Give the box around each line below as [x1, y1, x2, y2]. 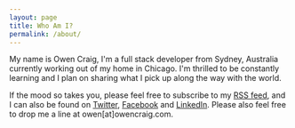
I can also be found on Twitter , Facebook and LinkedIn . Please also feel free [9, 100, 287, 110]
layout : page [9, 12, 58, 22]
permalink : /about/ [9, 29, 82, 38]
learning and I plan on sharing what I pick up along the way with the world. [9, 73, 282, 84]
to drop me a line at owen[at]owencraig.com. [9, 108, 174, 120]
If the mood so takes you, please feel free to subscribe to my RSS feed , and [9, 90, 286, 100]
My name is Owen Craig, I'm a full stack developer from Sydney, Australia [9, 54, 278, 65]
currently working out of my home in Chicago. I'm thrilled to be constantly [9, 63, 280, 74]
